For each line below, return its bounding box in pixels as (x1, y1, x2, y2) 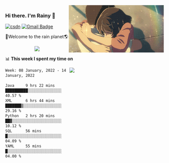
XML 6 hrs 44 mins (5, 98, 55, 103)
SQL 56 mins (5, 129, 42, 134)
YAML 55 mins (5, 144, 42, 149)
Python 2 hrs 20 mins (5, 114, 55, 119)
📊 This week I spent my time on (5, 56, 73, 62)
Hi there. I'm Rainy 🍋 (5, 12, 56, 19)
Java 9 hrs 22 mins (5, 83, 55, 88)
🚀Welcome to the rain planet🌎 (5, 34, 68, 40)
